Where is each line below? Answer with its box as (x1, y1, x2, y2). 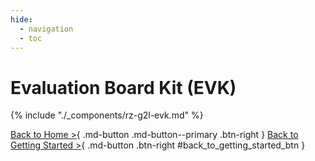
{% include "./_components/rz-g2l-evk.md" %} (10, 109, 204, 121)
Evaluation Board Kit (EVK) (10, 76, 237, 99)
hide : (10, 14, 33, 25)
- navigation (19, 24, 74, 34)
